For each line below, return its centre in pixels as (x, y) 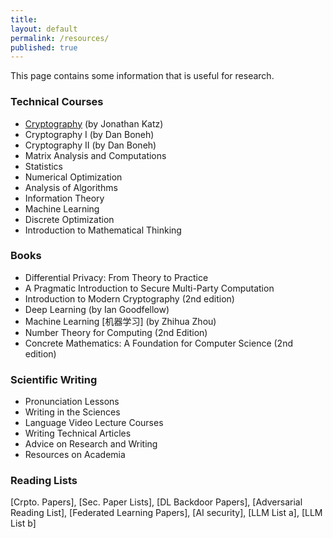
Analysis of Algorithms (71, 187)
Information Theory (64, 198)
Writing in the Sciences (72, 412)
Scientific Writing (54, 379)
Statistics (44, 166)
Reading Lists (44, 481)
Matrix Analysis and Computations (95, 155)
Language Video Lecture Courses (94, 423)
